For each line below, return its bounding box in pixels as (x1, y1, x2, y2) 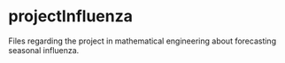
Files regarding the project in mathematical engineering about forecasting (8, 35, 276, 46)
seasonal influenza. (8, 44, 80, 55)
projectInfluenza (8, 6, 134, 27)
